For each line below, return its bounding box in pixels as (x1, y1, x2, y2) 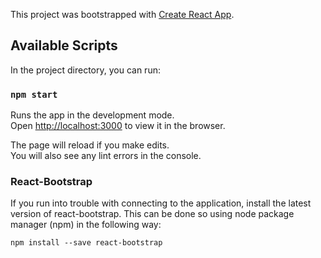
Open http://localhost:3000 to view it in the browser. (10, 120, 226, 132)
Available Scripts (10, 37, 118, 54)
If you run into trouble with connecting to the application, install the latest (10, 197, 312, 209)
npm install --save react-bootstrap (10, 238, 163, 248)
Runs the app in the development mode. (10, 109, 175, 121)
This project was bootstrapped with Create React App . (10, 9, 235, 20)
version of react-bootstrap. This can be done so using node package (10, 208, 295, 220)
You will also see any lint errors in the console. (10, 150, 202, 162)
